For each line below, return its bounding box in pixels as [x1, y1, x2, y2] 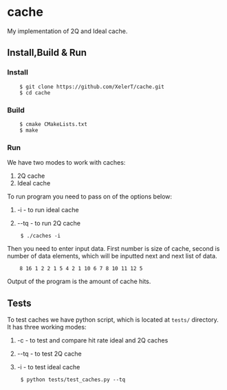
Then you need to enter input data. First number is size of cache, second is [7, 245, 220, 253]
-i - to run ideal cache [17, 206, 79, 214]
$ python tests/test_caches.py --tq [20, 376, 126, 383]
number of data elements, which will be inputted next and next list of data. [7, 252, 218, 260]
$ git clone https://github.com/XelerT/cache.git [19, 83, 165, 90]
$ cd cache [19, 89, 51, 96]
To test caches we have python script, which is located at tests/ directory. [7, 316, 219, 324]
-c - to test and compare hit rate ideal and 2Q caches [17, 336, 169, 345]
